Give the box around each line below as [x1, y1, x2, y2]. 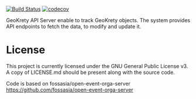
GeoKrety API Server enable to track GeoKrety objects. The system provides [6, 17, 191, 23]
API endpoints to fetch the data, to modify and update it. [6, 23, 142, 30]
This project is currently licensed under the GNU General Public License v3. [6, 62, 188, 69]
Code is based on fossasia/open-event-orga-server [6, 80, 130, 87]
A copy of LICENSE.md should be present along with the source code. [6, 69, 176, 76]
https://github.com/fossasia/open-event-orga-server [6, 86, 133, 93]
